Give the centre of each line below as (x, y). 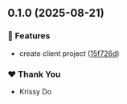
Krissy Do (35, 91)
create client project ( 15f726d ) (69, 53)
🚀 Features (29, 36)
